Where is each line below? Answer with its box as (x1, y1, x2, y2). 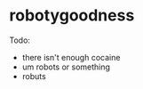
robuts (21, 70, 46, 81)
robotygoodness (9, 5, 135, 26)
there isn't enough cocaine (21, 52, 121, 62)
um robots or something (21, 61, 111, 72)
